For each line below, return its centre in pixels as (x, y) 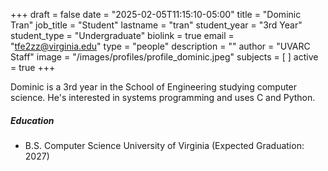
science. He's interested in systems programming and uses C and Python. (163, 97)
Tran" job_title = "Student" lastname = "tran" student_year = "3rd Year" (156, 25)
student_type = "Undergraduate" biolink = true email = (122, 35)
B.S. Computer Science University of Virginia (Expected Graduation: (164, 145)
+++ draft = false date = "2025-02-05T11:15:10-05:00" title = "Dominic (156, 14)
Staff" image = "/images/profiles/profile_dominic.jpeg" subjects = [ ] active (164, 57)
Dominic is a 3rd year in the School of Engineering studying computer (154, 87)
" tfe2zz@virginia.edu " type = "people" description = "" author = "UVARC (160, 46)
